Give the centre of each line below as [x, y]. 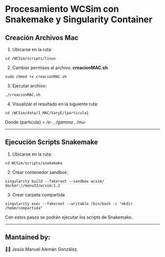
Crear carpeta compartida [39, 194]
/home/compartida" [24, 208]
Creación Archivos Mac [42, 38]
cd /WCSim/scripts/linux [30, 59]
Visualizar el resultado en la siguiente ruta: [55, 104]
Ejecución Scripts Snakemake [52, 142]
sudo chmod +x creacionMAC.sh [36, 77]
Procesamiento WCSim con [62, 9]
